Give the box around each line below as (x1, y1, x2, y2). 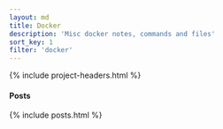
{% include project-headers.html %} (9, 70, 142, 80)
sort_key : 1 (9, 37, 53, 47)
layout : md (9, 12, 50, 22)
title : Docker (9, 21, 62, 30)
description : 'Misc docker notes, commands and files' (9, 29, 216, 38)
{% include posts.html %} (9, 110, 104, 120)
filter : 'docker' (9, 46, 73, 55)
